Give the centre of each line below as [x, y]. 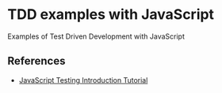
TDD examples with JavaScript [111, 15]
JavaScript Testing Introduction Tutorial [83, 80]
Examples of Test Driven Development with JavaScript [96, 36]
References [36, 61]
